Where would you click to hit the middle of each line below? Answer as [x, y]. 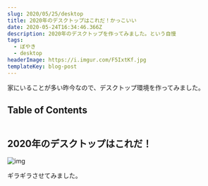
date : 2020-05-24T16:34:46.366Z [55, 27]
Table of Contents [48, 110]
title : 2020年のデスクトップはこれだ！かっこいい [72, 21]
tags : [15, 40]
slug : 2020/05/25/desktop [45, 14]
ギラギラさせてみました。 [44, 176]
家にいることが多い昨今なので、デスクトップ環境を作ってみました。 [106, 87]
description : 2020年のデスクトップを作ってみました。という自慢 [92, 34]
